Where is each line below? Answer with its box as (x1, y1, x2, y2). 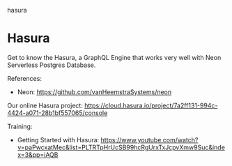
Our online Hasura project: (7, 101, 84, 110)
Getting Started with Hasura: (17, 135, 100, 144)
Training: (7, 122, 33, 130)
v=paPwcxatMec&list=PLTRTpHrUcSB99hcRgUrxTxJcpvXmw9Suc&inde (17, 143, 225, 151)
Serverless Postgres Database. (7, 61, 96, 69)
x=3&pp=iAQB (17, 150, 59, 159)
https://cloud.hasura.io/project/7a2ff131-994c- (84, 101, 218, 110)
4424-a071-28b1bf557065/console (7, 108, 108, 117)
